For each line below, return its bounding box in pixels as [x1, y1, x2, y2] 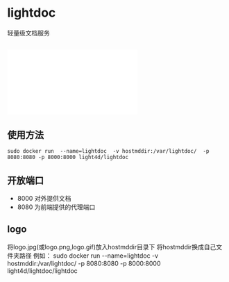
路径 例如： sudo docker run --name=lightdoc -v [19, 251, 158, 260]
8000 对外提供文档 [17, 194, 71, 202]
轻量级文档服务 [7, 28, 50, 37]
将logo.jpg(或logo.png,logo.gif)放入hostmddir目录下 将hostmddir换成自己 [7, 242, 217, 251]
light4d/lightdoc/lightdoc [7, 266, 78, 275]
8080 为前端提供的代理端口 [17, 203, 96, 211]
